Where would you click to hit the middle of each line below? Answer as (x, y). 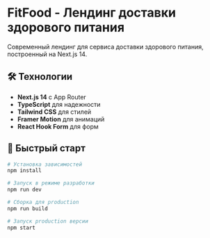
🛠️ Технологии (40, 77)
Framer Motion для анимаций (61, 119)
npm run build (28, 209)
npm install (24, 171)
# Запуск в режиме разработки (51, 183)
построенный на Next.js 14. (47, 54)
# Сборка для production (43, 203)
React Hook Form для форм (58, 126)
